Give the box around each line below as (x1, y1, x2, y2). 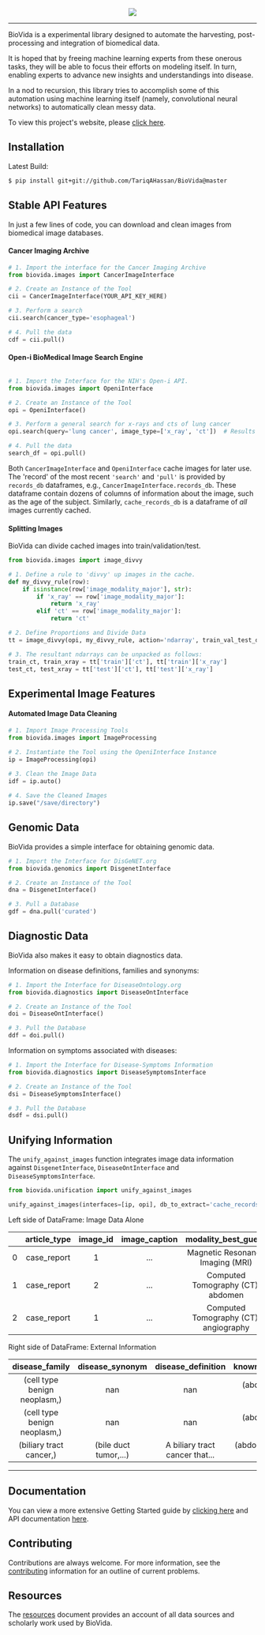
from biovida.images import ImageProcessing (8, 733, 157, 741)
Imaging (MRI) (200, 1257, 253, 1268)
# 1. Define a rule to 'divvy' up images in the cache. (8, 570, 196, 579)
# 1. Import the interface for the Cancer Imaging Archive (8, 264, 207, 272)
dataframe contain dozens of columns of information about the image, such (8, 489, 254, 498)
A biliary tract (165, 1439, 215, 1450)
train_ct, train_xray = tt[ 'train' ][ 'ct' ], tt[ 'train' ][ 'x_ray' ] (8, 658, 227, 666)
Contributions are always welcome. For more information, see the (8, 1558, 221, 1567)
